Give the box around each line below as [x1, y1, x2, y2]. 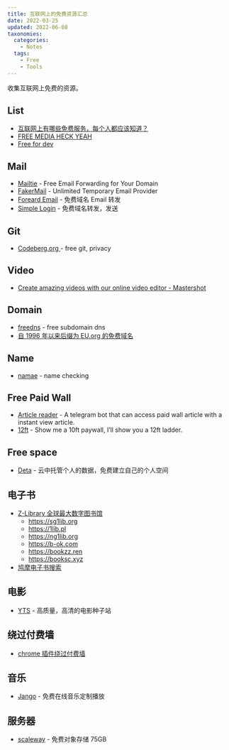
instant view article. [17, 418, 75, 427]
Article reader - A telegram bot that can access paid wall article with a [17, 411, 223, 419]
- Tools [20, 63, 43, 70]
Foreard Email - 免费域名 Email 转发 [17, 195, 121, 204]
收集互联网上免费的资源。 [7, 83, 82, 92]
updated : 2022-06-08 [7, 23, 69, 31]
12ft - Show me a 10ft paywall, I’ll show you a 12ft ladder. [17, 425, 183, 434]
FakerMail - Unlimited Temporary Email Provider [17, 187, 158, 195]
